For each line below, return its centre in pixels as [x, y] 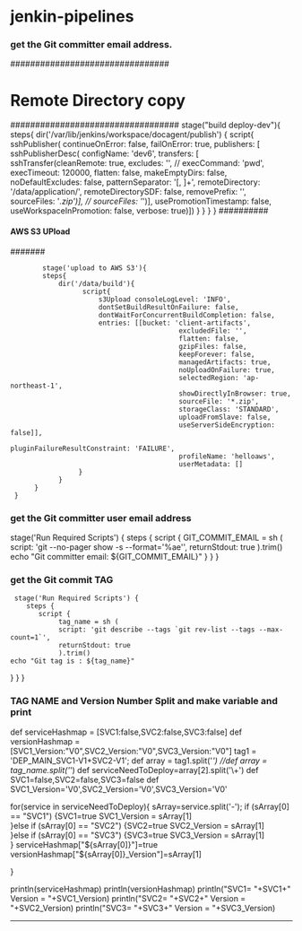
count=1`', [30, 638]
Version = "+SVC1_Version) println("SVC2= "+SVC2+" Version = [128, 898]
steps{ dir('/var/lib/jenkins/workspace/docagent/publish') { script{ [132, 135]
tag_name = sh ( [88, 622]
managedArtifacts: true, [225, 362]
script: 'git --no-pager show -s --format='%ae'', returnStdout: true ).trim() [147, 547]
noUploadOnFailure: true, [227, 370]
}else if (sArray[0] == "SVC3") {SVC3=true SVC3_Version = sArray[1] [138, 835]
